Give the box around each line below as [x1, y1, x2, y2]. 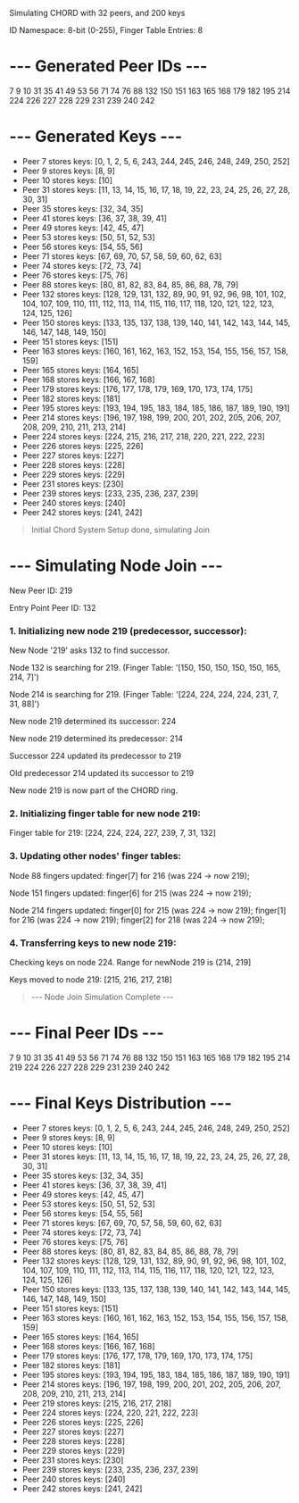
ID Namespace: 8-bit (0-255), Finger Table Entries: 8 [9, 25, 203, 35]
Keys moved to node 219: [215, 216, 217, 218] [9, 974, 172, 985]
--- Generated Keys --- [9, 127, 183, 146]
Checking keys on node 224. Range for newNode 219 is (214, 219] [9, 957, 252, 967]
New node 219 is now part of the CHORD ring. [9, 785, 179, 796]
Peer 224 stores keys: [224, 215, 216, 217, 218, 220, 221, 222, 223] [21, 430, 265, 441]
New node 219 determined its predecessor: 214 [9, 733, 183, 744]
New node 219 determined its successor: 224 [9, 716, 177, 727]
